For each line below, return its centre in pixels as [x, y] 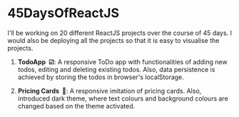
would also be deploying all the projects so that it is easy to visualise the [113, 40]
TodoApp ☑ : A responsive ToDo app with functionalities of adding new [122, 61]
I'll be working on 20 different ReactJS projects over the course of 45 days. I [120, 33]
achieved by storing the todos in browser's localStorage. [101, 77]
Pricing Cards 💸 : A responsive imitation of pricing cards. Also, [110, 91]
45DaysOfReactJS [63, 13]
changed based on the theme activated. [76, 106]
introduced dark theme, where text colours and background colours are [123, 98]
